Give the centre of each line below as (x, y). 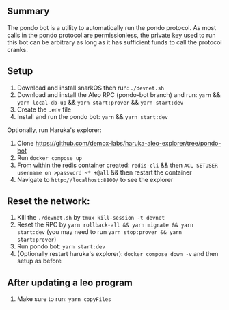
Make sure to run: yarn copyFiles (64, 299)
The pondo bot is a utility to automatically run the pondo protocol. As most (112, 27)
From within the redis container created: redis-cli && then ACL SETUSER (117, 165)
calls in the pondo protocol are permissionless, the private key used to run (111, 35)
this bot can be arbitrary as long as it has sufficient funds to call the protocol (114, 42)
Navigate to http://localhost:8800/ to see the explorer (95, 179)
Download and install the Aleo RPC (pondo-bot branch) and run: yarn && (119, 94)
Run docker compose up (49, 157)
